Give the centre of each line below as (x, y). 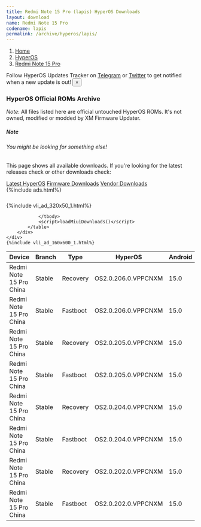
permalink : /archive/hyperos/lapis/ (52, 34)
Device (19, 257)
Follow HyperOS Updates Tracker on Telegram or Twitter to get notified (94, 75)
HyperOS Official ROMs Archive (53, 99)
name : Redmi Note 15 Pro (37, 23)
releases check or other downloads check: (59, 172)
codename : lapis (26, 28)
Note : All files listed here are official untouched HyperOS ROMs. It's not (94, 112)
